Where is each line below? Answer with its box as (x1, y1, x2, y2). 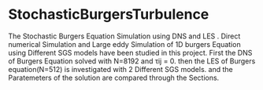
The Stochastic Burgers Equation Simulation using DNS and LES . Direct (8, 31, 241, 41)
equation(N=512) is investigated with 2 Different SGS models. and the (8, 64, 234, 74)
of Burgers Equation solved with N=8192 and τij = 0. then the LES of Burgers (8, 56, 256, 66)
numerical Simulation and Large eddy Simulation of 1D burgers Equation (8, 39, 242, 49)
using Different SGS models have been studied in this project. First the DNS (8, 48, 253, 57)
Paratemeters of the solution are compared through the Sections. (8, 73, 220, 82)
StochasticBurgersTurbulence (8, 5, 209, 23)
